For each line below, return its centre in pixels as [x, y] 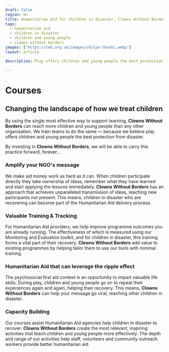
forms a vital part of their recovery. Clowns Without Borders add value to [81, 242]
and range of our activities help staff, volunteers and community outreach [81, 339]
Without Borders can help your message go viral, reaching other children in [84, 293]
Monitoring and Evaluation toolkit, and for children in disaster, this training [81, 237]
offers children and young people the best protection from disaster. [75, 137]
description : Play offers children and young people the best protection [84, 61]
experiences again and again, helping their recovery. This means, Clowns [81, 288]
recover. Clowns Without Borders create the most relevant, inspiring [76, 328]
